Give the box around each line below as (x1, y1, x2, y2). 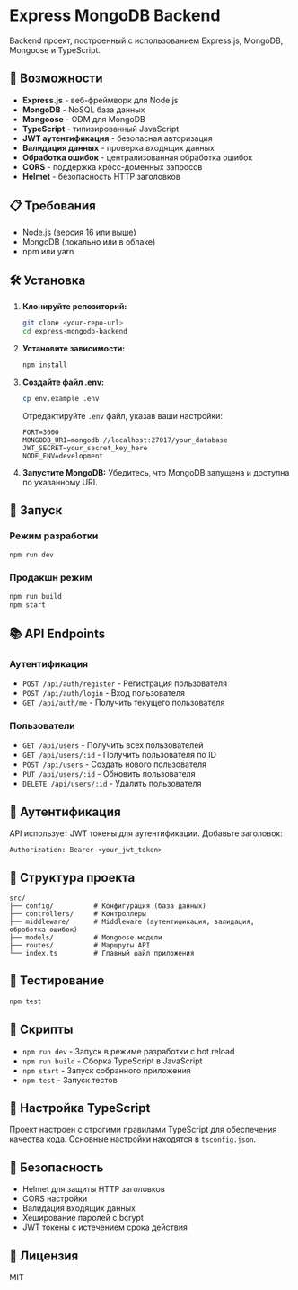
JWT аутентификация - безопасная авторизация (22, 132, 213, 144)
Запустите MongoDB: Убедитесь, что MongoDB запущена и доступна (22, 467, 290, 477)
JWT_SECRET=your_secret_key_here (22, 443, 148, 452)
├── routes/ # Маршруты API (9, 941, 151, 950)
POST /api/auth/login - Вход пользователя (22, 688, 186, 698)
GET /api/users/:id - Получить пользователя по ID (22, 750, 217, 761)
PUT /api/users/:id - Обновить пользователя (22, 769, 196, 779)
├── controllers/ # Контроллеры (9, 910, 146, 919)
